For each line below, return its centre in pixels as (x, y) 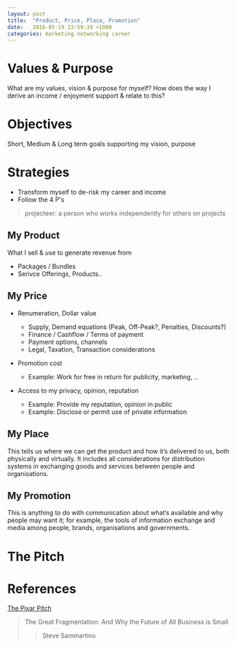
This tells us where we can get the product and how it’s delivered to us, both (118, 451)
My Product (34, 235)
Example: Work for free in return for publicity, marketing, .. (113, 376)
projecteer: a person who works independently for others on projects (125, 214)
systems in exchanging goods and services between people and (101, 466)
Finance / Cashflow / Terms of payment (85, 334)
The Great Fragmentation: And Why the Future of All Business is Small (126, 622)
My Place (28, 434)
